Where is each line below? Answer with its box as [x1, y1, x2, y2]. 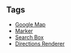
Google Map [14, 20, 46, 28]
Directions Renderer [14, 40, 65, 47]
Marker [14, 27, 33, 34]
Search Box [14, 33, 44, 41]
